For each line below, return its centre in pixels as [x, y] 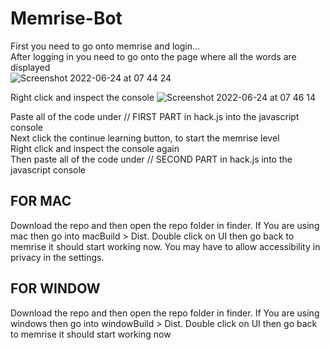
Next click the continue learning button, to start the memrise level [145, 138]
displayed [30, 67]
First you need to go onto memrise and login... [105, 46]
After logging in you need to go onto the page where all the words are [153, 56]
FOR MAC [41, 201]
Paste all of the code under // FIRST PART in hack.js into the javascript [155, 116]
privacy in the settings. [57, 257]
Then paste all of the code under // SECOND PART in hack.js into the [151, 159]
